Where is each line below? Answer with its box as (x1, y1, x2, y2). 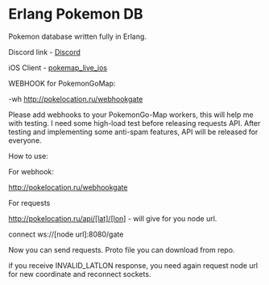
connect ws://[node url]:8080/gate (8, 229, 124, 239)
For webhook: (8, 166, 55, 176)
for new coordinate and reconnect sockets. (8, 269, 151, 279)
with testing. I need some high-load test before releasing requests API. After (8, 118, 261, 128)
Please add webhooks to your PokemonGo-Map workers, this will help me (8, 110, 254, 119)
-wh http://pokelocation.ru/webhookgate (8, 94, 143, 103)
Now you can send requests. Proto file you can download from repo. (8, 245, 235, 254)
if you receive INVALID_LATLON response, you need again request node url (8, 260, 259, 270)
